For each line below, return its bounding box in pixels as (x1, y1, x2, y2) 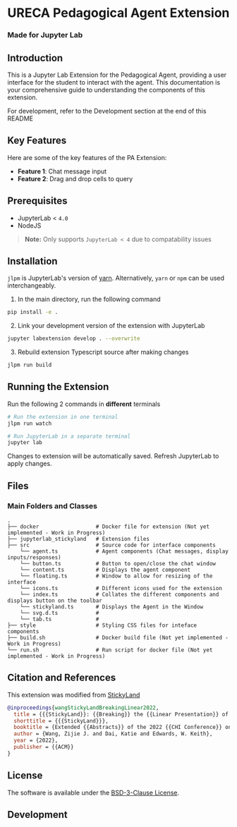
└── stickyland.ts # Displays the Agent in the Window (20, 603, 203, 611)
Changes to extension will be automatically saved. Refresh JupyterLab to (7, 452, 219, 460)
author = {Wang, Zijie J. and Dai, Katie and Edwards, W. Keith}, (13, 730, 213, 737)
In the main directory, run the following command (17, 295, 161, 304)
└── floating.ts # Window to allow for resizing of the (20, 572, 213, 580)
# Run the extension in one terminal (7, 413, 119, 420)
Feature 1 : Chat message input (17, 167, 107, 176)
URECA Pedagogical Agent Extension (7, 5, 230, 21)
